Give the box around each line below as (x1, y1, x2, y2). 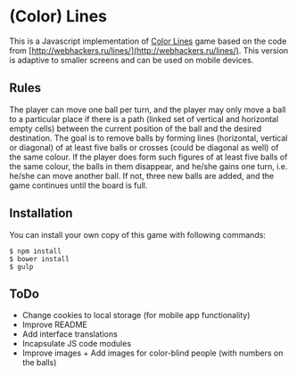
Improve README (21, 319, 87, 331)
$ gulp (9, 262, 34, 271)
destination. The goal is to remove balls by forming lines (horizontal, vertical (9, 132, 288, 143)
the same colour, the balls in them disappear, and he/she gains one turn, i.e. (9, 160, 288, 171)
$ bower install (9, 254, 70, 264)
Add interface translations (21, 329, 118, 339)
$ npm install (9, 247, 62, 256)
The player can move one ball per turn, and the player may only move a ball (9, 104, 286, 115)
